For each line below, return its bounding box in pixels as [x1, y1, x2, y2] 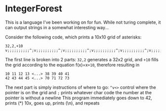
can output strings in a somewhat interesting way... [5, 24, 109, 30]
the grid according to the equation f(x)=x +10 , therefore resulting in [5, 62, 140, 68]
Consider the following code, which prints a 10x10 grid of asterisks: [5, 34, 142, 40]
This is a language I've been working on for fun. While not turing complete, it [5, 19, 161, 25]
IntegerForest [5, 3, 63, 14]
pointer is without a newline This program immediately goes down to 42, [5, 95, 152, 101]
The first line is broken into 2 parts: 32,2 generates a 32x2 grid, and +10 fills [5, 56, 159, 62]
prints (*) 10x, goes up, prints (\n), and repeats [5, 100, 100, 106]
